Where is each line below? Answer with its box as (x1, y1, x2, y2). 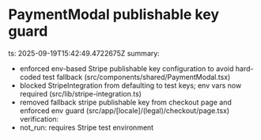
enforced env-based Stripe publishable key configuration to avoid (19, 63, 234, 73)
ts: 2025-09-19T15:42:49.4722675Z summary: (8, 48, 160, 58)
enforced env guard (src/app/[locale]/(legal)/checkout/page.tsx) (19, 105, 230, 115)
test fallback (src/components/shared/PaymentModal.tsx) (42, 72, 231, 81)
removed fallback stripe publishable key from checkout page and (19, 97, 232, 107)
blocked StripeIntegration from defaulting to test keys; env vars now (19, 81, 242, 90)
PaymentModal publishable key (8, 6, 220, 24)
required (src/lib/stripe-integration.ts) (19, 89, 142, 98)
